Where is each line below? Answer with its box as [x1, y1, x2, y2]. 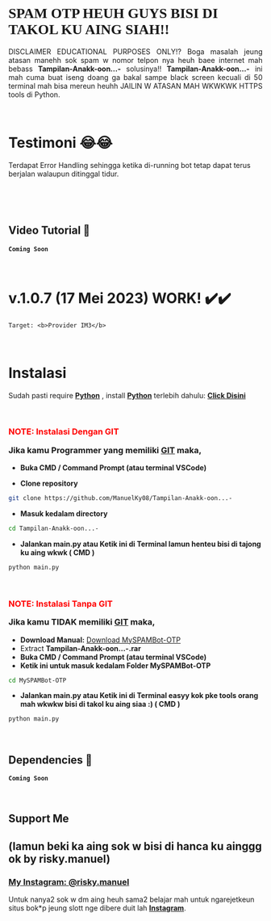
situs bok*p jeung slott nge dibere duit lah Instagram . [8, 903, 187, 913]
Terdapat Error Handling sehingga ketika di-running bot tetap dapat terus [8, 160, 252, 170]
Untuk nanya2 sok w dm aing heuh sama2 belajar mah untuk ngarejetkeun [8, 894, 255, 905]
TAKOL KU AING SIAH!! [8, 21, 170, 38]
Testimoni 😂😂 [8, 134, 113, 152]
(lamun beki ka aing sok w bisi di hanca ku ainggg [8, 839, 262, 853]
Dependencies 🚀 [8, 753, 93, 767]
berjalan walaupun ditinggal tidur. [8, 169, 119, 179]
